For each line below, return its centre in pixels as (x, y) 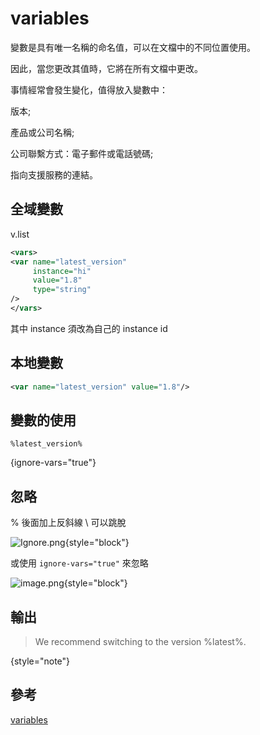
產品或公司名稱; (42, 132)
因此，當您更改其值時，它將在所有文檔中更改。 (106, 68)
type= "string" (62, 290)
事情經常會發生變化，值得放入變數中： (89, 89)
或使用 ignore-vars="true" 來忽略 (79, 563)
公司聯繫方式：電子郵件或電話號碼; (82, 153)
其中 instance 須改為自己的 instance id (89, 328)
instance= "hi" (62, 271)
